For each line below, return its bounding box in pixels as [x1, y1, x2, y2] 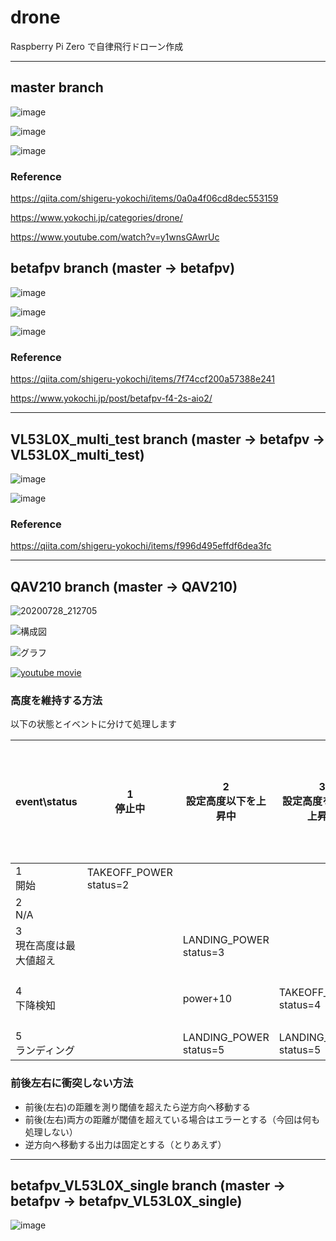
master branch [10, 79, 104, 96]
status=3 [182, 946, 225, 960]
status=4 [278, 998, 322, 1012]
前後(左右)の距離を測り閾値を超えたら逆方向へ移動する [24, 1101, 252, 1113]
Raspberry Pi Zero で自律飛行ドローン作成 [10, 40, 184, 52]
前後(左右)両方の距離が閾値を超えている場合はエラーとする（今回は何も [24, 1113, 320, 1125]
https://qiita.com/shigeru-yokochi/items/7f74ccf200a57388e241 [10, 373, 275, 385]
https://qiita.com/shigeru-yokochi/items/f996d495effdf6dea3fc [10, 540, 272, 552]
